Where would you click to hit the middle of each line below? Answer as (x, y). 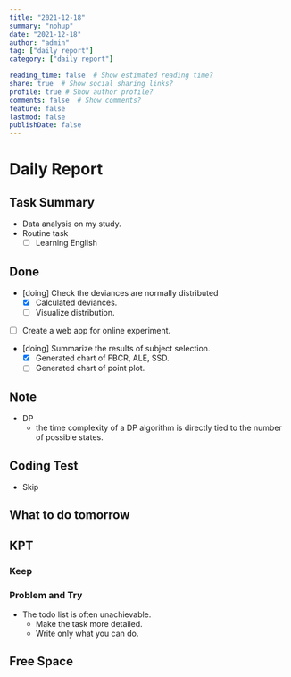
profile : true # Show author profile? (81, 92)
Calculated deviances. (76, 302)
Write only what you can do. (87, 633)
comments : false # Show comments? (75, 100)
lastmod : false (37, 117)
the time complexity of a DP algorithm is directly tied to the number (159, 428)
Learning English (67, 243)
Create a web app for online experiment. (96, 331)
